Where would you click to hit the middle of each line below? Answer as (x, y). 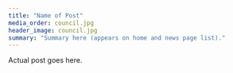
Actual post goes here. (45, 60)
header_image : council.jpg (53, 30)
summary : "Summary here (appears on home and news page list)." (117, 38)
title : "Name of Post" (46, 15)
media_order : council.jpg (51, 23)
